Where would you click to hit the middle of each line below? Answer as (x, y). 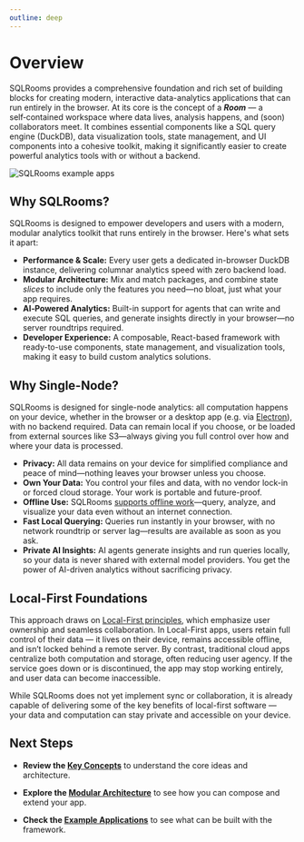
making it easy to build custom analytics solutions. (117, 357)
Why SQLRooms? (60, 201)
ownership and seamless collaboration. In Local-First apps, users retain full (150, 629)
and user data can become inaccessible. (85, 678)
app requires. (47, 299)
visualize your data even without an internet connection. (127, 512)
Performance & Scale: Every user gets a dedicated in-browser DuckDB (156, 261)
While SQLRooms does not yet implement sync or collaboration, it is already (151, 695)
